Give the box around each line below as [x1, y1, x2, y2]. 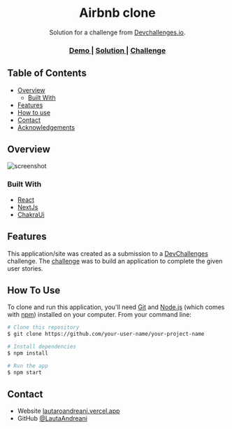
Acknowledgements [17, 123, 75, 131]
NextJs [17, 203, 38, 211]
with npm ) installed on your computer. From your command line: [7, 311, 192, 319]
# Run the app [7, 362, 49, 369]
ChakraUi [17, 210, 45, 219]
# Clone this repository [7, 324, 80, 331]
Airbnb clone [79, 5, 156, 21]
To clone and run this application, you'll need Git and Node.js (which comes [7, 303, 225, 311]
